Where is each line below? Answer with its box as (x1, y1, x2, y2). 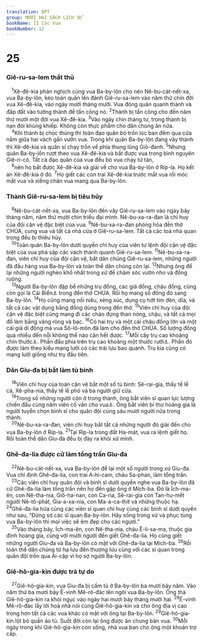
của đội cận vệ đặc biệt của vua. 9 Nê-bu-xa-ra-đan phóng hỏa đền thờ (6, 220, 183, 228)
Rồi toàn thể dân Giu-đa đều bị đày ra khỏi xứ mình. (6, 435, 134, 443)
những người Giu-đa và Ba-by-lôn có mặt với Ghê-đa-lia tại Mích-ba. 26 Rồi (6, 539, 192, 546)
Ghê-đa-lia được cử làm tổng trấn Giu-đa (6, 450, 128, 459)
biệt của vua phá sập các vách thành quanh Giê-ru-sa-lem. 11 (6, 248, 159, 256)
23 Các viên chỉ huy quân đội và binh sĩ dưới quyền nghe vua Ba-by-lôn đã (11, 478, 195, 486)
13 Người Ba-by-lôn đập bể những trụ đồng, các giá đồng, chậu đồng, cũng (11, 281, 196, 290)
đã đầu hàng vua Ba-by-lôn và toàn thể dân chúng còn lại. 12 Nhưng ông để (6, 261, 193, 269)
